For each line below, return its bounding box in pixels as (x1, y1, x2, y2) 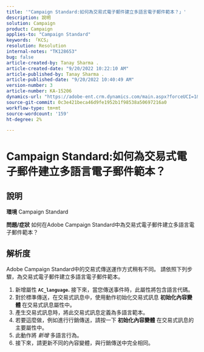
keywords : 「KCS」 (6, 37, 51, 43)
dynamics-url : (6, 94, 42, 100)
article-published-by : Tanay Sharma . (6, 71, 104, 77)
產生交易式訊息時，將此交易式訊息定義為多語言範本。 (15, 309, 149, 316)
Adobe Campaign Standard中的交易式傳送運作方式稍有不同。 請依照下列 (6, 266, 188, 273)
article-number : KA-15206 (6, 88, 72, 94)
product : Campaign (6, 26, 53, 32)
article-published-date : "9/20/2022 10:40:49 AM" (6, 77, 135, 83)
